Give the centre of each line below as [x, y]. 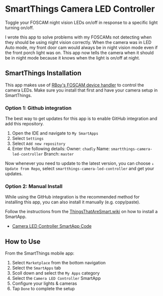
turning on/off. [19, 27]
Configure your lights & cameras [45, 283]
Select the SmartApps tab [36, 268]
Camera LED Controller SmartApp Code [52, 226]
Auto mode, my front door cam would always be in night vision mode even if [81, 47]
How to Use [23, 242]
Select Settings [28, 138]
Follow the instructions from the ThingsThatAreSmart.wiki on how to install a [81, 212]
